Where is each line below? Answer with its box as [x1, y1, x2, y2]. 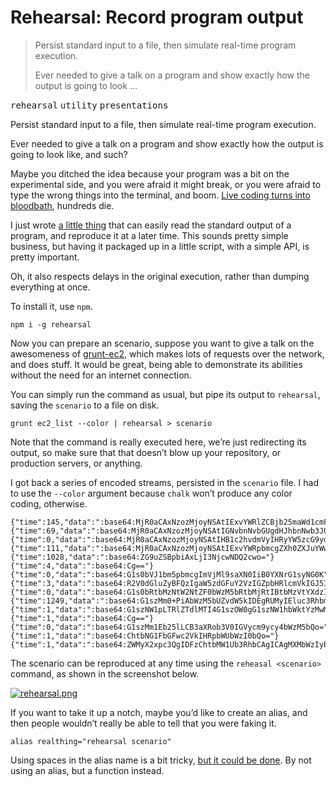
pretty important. [10, 251, 80, 263]
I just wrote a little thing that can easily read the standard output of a [10, 219, 292, 231]
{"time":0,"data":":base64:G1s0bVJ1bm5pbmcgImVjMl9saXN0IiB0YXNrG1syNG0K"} [10, 569, 333, 580]
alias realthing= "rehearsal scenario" [10, 736, 172, 746]
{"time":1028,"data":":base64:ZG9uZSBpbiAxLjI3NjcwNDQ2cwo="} [10, 552, 275, 562]
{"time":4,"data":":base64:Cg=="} [10, 561, 155, 571]
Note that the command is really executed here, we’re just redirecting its [10, 436, 307, 448]
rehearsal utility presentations [10, 99, 169, 111]
